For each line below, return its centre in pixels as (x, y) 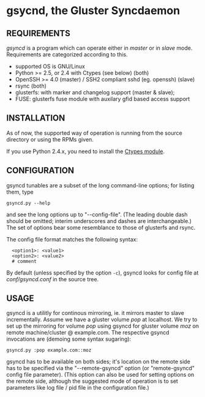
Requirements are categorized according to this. (67, 55)
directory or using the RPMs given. (50, 139)
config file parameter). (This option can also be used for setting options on (100, 375)
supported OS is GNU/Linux (50, 66)
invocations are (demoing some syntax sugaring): (69, 339)
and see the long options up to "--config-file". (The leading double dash (97, 214)
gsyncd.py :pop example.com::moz (49, 350)
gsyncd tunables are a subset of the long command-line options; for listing (100, 185)
